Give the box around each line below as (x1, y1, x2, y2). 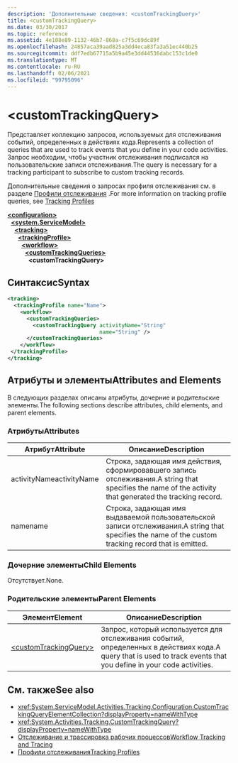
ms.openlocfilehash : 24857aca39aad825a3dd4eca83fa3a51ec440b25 (7, 43, 198, 50)
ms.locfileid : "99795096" (7, 76, 84, 84)
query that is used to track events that (101, 651, 227, 661)
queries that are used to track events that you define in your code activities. (7, 146, 228, 154)
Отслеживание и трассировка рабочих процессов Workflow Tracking (17, 732, 225, 742)
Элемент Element (22, 612, 83, 622)
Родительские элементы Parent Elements (7, 594, 157, 604)
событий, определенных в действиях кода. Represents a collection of (7, 138, 214, 146)
